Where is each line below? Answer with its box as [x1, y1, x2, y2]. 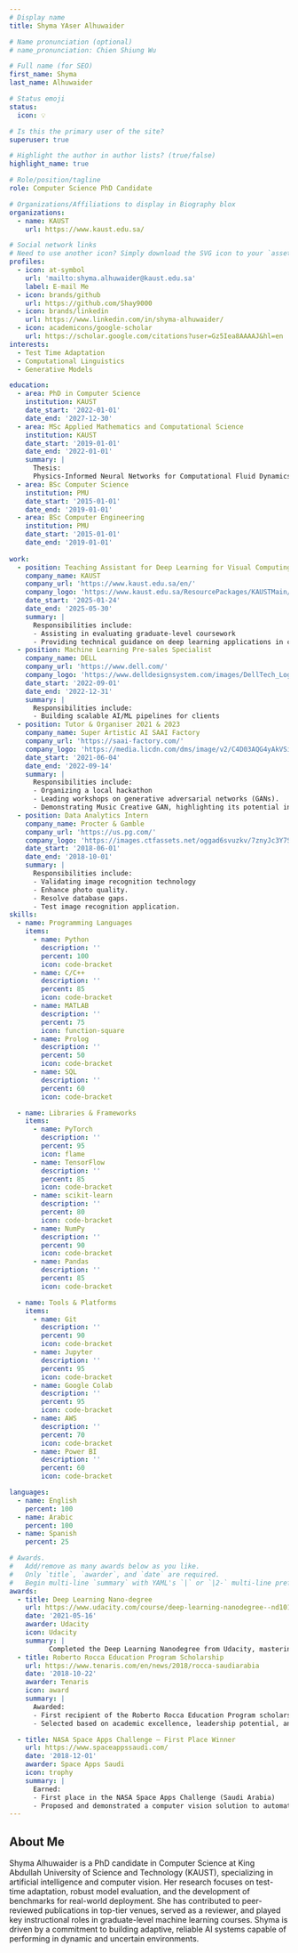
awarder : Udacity [25, 1620, 90, 1629]
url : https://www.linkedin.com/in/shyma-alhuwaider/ [25, 315, 224, 325]
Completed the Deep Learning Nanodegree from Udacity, [48, 1644, 255, 1653]
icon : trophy [25, 1768, 74, 1777]
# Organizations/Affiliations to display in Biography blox [9, 199, 237, 209]
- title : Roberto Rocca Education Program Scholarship [17, 1652, 224, 1662]
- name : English [17, 1496, 77, 1505]
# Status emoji [9, 94, 66, 103]
